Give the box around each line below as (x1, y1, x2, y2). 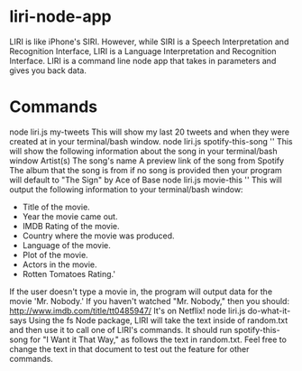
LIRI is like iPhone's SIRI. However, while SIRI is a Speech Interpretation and (9, 36, 289, 47)
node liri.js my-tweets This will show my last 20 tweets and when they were (9, 126, 290, 137)
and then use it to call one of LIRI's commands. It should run (9, 324, 233, 335)
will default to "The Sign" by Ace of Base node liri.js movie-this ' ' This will (9, 174, 282, 185)
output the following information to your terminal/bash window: (9, 183, 243, 195)
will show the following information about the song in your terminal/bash (9, 145, 278, 156)
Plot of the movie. (22, 249, 88, 260)
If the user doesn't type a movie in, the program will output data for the (9, 286, 273, 297)
